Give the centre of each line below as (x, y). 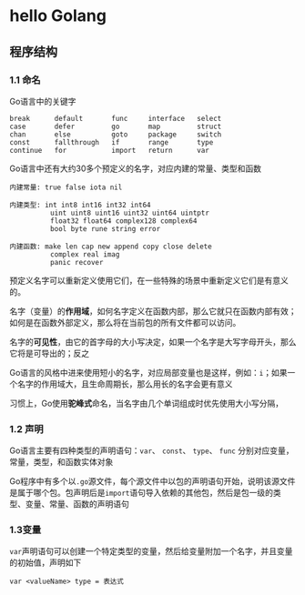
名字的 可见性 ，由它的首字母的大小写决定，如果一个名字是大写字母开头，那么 (153, 341)
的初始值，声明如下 (46, 563)
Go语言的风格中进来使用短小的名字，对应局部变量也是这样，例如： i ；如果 (149, 372)
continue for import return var (109, 150)
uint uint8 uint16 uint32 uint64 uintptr (129, 213)
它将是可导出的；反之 (49, 353)
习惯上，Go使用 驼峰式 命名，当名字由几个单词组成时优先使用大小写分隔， (147, 403)
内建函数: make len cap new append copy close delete (111, 247)
